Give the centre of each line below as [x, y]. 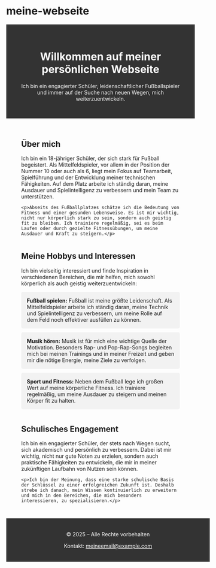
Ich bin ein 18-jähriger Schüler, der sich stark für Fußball [90, 158]
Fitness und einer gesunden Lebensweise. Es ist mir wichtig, [100, 213]
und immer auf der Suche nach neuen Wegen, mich [101, 92]
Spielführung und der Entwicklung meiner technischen [88, 177]
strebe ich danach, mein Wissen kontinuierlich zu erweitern [99, 490]
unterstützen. [38, 197]
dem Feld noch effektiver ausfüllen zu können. [84, 319]
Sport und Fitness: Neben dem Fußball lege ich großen [95, 381]
